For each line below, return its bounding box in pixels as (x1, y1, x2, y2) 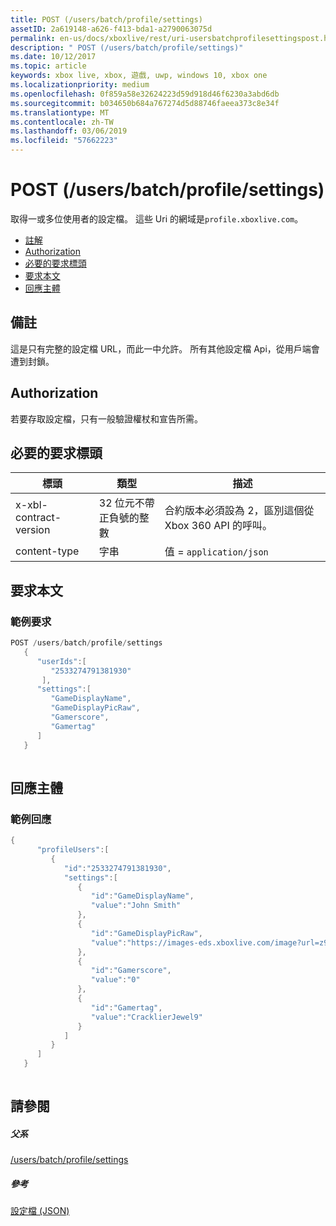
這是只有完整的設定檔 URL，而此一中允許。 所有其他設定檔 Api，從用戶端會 (10, 342, 320, 355)
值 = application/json (164, 545, 269, 559)
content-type (15, 544, 80, 558)
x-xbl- (15, 498, 48, 512)
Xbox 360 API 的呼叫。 (164, 519, 273, 533)
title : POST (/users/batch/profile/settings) (10, 14, 203, 25)
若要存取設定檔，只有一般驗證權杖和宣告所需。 (10, 412, 203, 425)
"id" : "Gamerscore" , (90, 966, 172, 976)
